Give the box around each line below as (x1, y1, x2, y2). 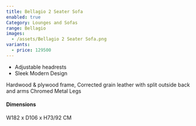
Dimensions (6, 101, 37, 108)
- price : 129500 (11, 47, 51, 53)
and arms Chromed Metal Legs (6, 87, 81, 95)
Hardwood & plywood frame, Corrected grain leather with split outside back (6, 81, 190, 88)
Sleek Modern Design (14, 69, 68, 77)
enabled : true (6, 14, 41, 20)
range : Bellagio (6, 25, 46, 31)
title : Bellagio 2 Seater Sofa (6, 8, 83, 15)
